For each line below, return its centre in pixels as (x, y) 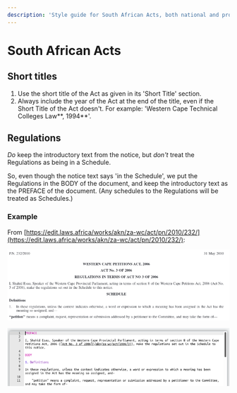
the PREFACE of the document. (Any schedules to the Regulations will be (113, 191)
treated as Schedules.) (40, 199)
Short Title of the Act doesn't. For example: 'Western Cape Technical (117, 108)
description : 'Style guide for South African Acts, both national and (113, 15)
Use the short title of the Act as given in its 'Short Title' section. (109, 93)
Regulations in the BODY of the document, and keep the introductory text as (117, 184)
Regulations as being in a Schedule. (59, 163)
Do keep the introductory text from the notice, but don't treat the (101, 155)
